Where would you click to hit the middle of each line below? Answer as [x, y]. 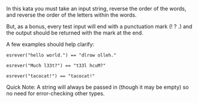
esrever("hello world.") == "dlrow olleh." [61, 55]
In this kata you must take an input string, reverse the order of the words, [96, 9]
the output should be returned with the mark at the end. [75, 33]
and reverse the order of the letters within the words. [71, 15]
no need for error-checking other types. [55, 93]
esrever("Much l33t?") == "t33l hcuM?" [56, 65]
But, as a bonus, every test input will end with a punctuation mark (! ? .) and [99, 26]
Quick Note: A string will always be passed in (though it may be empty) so [97, 87]
